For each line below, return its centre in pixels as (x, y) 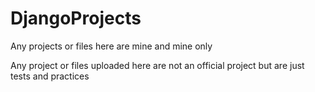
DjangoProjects (76, 18)
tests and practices (50, 76)
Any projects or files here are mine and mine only (111, 46)
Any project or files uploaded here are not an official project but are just (157, 65)
